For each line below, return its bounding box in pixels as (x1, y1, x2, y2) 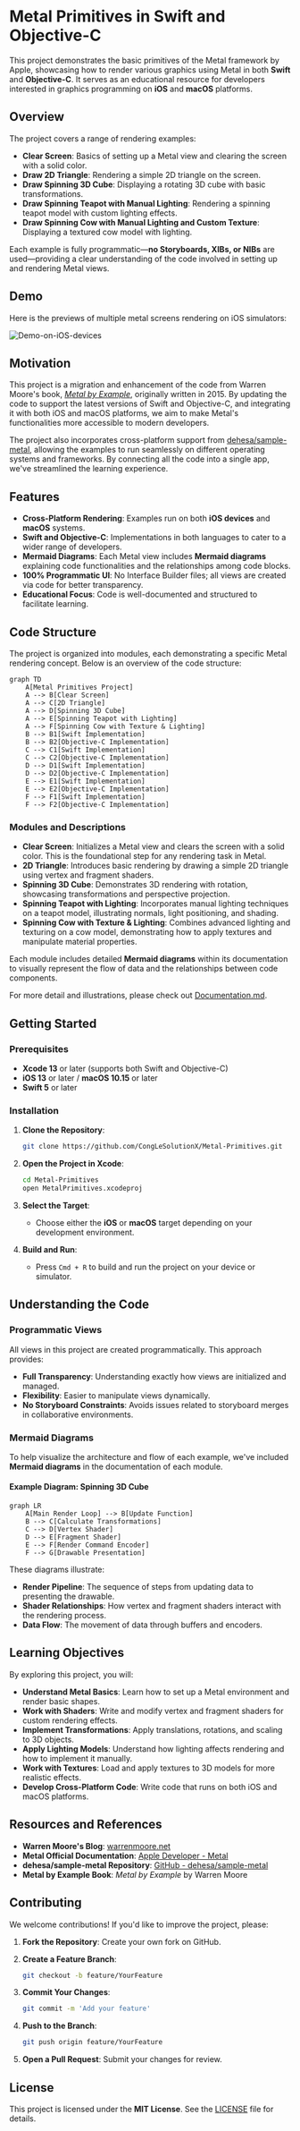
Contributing (9, 1895, 82, 1911)
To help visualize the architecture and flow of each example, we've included (9, 1451, 288, 1462)
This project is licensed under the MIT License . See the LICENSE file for (9, 2103, 274, 2114)
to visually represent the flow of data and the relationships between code (9, 964, 279, 974)
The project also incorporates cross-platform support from (9, 435, 225, 446)
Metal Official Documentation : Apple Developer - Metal (21, 1850, 229, 1861)
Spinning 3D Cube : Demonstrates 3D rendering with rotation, (21, 879, 248, 890)
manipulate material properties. (21, 937, 137, 947)
